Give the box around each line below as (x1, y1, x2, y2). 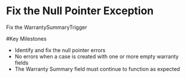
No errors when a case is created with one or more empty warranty (14, 53, 179, 60)
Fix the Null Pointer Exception (6, 4, 154, 18)
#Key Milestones (6, 35, 47, 42)
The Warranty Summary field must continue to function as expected (14, 65, 180, 72)
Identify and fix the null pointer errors (14, 46, 106, 54)
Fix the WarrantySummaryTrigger (6, 24, 87, 31)
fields (14, 59, 28, 66)
